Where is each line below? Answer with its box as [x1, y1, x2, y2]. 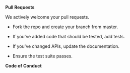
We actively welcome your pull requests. [5, 14, 90, 20]
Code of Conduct [5, 63, 42, 68]
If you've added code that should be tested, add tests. [12, 34, 125, 39]
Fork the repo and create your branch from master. [12, 24, 118, 30]
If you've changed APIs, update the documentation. [12, 43, 120, 49]
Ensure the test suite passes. [12, 53, 73, 59]
